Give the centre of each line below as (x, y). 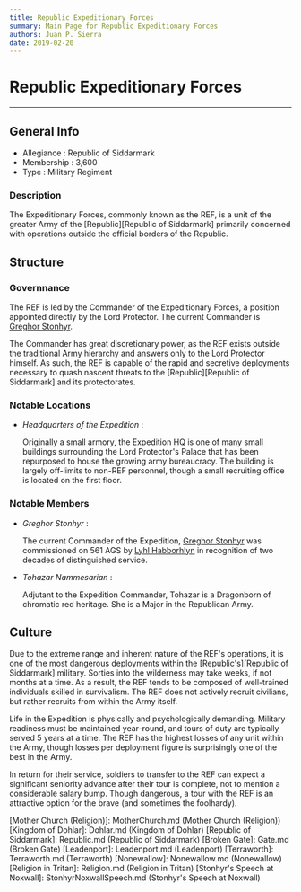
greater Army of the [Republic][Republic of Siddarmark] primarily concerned (150, 225)
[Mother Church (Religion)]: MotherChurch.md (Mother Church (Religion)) (145, 821)
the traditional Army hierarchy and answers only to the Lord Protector (138, 353)
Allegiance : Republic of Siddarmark (88, 153)
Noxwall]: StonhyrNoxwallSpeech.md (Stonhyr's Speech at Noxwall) (135, 878)
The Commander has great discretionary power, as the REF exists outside (145, 343)
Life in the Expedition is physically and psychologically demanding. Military (147, 719)
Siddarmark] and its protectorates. (73, 382)
